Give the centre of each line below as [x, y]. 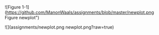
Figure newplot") [22, 17]
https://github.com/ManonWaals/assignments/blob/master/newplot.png [80, 12]
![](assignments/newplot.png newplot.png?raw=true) [59, 27]
